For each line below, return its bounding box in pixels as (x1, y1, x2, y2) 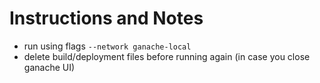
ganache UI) (23, 61, 76, 73)
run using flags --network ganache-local (23, 40, 192, 52)
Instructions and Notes (9, 7, 204, 30)
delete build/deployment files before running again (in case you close (23, 50, 311, 62)
